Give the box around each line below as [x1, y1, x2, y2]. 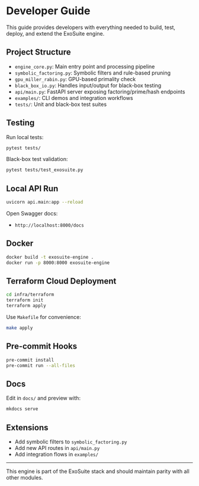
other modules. [6, 474, 43, 481]
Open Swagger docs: [6, 210, 58, 217]
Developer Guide [6, 4, 91, 18]
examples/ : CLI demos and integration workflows [14, 94, 133, 101]
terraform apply [6, 303, 46, 309]
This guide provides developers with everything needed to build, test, [6, 24, 176, 31]
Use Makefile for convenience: [6, 314, 82, 320]
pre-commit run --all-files [6, 362, 76, 368]
